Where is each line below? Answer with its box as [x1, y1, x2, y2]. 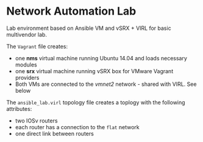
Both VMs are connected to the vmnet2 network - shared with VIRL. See [15, 80, 197, 88]
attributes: [6, 105, 32, 112]
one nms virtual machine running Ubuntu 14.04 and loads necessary [15, 54, 188, 62]
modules [15, 61, 38, 68]
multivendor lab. [6, 30, 48, 38]
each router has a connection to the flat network [15, 123, 140, 130]
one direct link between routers [15, 130, 94, 137]
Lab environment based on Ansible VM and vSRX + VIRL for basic [6, 24, 172, 32]
